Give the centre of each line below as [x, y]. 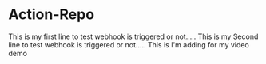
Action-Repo [51, 15]
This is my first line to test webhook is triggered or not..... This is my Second [133, 36]
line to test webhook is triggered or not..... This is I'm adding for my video [129, 44]
